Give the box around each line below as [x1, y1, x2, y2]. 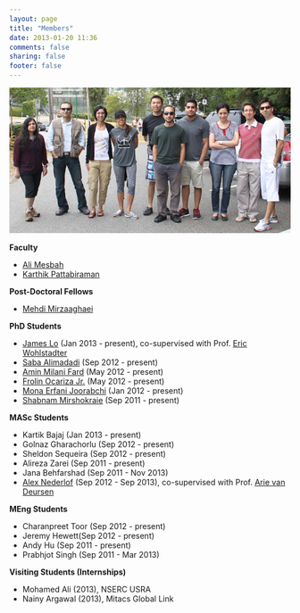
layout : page [9, 14, 58, 23]
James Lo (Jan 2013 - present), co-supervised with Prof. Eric [21, 337, 247, 348]
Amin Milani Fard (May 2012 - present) [21, 366, 163, 377]
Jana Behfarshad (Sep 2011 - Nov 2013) [21, 467, 169, 477]
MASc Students [9, 411, 69, 423]
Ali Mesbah [21, 259, 64, 269]
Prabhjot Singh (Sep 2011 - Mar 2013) [21, 549, 160, 559]
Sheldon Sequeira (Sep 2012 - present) [21, 448, 167, 459]
